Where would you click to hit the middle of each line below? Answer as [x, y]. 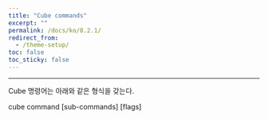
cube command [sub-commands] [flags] [75, 106]
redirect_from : [33, 38]
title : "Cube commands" [48, 15]
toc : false [26, 52]
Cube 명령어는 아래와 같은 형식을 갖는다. [71, 90]
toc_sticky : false [39, 60]
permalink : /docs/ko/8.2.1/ [55, 30]
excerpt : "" [28, 23]
